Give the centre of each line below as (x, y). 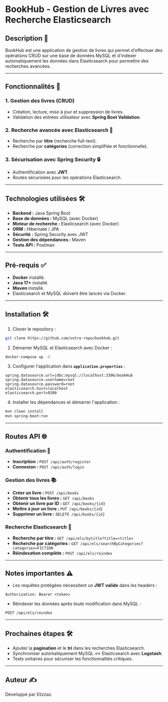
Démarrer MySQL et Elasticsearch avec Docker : (62, 347)
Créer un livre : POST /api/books (45, 493)
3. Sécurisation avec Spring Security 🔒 (53, 159)
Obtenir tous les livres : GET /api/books (53, 498)
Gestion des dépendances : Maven (49, 240)
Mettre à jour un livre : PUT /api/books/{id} (58, 509)
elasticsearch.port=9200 (31, 393)
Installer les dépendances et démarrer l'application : (66, 402)
